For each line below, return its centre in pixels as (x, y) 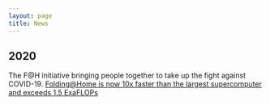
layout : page (30, 16)
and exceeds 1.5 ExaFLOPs (54, 93)
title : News (28, 23)
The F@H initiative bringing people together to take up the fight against (127, 76)
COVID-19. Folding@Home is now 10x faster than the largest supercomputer (135, 84)
